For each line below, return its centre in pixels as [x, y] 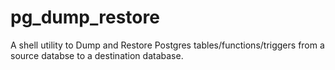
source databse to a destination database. [97, 55]
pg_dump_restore [85, 17]
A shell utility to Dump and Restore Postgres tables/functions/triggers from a [167, 45]
